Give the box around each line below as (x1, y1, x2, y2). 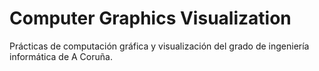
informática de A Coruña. (9, 50, 113, 62)
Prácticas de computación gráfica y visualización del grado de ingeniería (9, 40, 310, 52)
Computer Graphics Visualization (9, 7, 292, 30)
